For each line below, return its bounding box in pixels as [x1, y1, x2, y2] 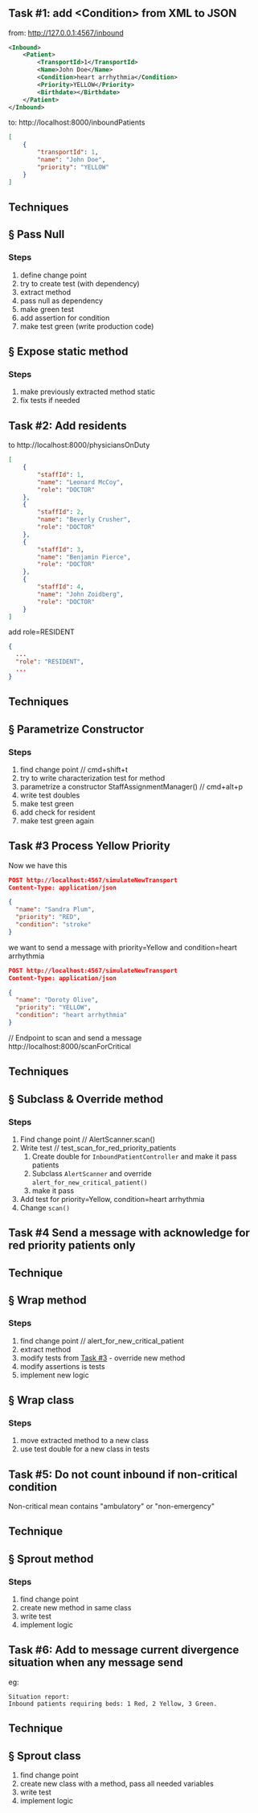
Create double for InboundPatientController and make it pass [31, 1152, 237, 1162]
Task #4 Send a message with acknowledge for [8, 1226, 251, 1240]
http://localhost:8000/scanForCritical [8, 1041, 131, 1051]
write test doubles [19, 790, 80, 800]
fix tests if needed [19, 396, 80, 405]
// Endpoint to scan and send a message [8, 1032, 142, 1043]
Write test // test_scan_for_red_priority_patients [19, 1143, 177, 1153]
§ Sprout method [8, 1552, 94, 1565]
